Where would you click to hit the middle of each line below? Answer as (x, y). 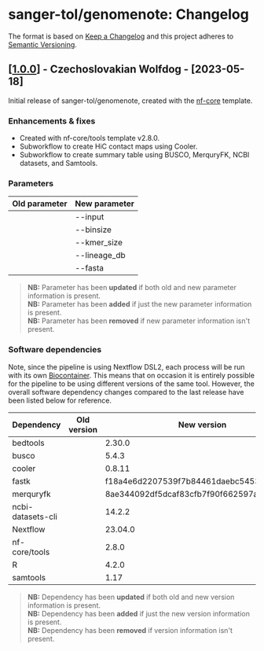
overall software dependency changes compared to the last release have (126, 392)
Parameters (31, 183)
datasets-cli (35, 517)
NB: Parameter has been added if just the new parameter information (139, 304)
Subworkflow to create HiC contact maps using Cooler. (108, 146)
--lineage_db (100, 256)
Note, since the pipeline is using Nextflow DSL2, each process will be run (126, 366)
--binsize (93, 230)
